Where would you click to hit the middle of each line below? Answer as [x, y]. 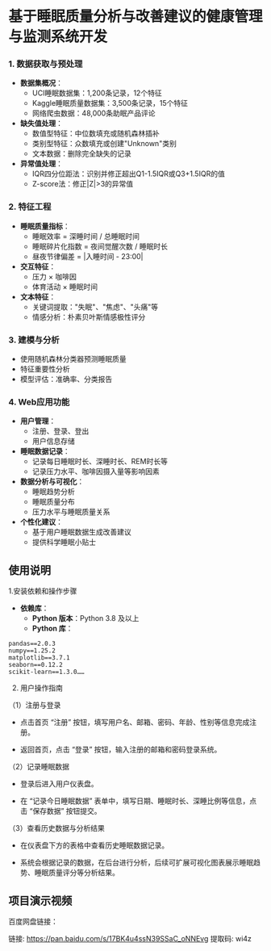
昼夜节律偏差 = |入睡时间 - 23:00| [88, 256]
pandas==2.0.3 [32, 644]
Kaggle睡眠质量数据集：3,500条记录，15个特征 [110, 103]
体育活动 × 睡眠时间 [65, 287]
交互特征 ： [38, 266]
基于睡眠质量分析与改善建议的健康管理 [136, 17]
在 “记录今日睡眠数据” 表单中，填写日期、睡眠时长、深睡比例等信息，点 [138, 801]
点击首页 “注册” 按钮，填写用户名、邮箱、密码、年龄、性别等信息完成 [135, 723]
